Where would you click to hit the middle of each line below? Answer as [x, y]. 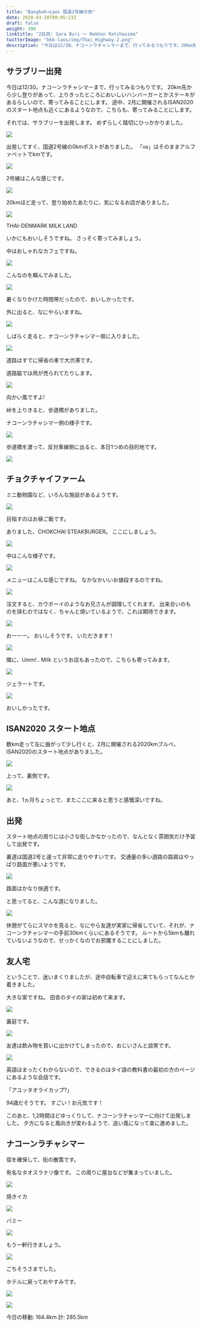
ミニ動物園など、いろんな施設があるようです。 [64, 494]
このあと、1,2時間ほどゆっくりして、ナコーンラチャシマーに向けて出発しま [99, 1115]
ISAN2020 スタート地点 [51, 728]
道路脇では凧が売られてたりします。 [51, 373]
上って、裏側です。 [29, 776]
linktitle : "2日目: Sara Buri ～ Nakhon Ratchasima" [72, 34]
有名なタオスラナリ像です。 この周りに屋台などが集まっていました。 [91, 1172]
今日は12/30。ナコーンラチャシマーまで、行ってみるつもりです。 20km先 [96, 87]
